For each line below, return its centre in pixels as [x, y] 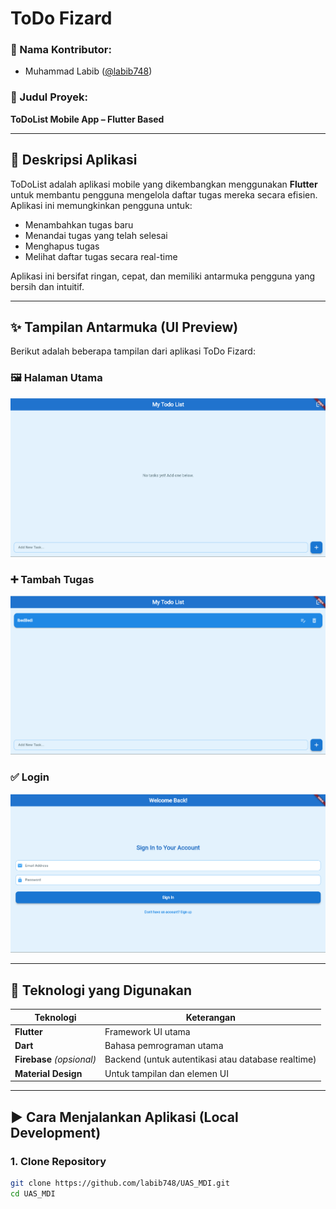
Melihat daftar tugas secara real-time [101, 256]
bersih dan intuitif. [47, 286]
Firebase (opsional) [55, 1059]
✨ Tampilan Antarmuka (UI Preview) [124, 327]
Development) [56, 1132]
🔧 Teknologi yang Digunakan [101, 990]
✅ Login [30, 777]
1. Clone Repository [58, 1161]
